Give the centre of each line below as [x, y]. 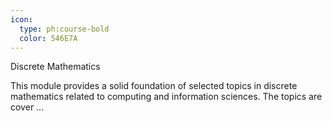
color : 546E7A [48, 38]
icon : [21, 19]
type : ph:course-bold [64, 29]
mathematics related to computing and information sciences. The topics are [166, 97]
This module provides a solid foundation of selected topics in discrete [154, 86]
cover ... [27, 107]
